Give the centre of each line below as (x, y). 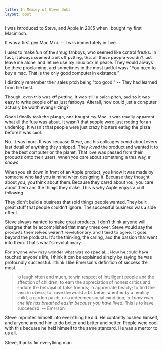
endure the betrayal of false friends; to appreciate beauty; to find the (86, 287)
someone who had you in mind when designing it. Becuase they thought (77, 177)
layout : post (18, 14)
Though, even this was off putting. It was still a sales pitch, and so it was (78, 97)
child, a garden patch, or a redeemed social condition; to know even (85, 297)
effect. (12, 212)
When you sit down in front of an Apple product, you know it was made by (79, 172)
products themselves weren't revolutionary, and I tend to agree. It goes (76, 232)
